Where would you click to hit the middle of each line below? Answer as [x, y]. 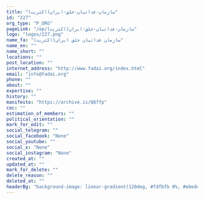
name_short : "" [25, 52]
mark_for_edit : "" [29, 125]
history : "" [21, 96]
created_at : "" [25, 158]
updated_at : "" [25, 164]
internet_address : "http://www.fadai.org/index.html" [76, 68]
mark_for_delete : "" [32, 170]
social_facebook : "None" [38, 136]
